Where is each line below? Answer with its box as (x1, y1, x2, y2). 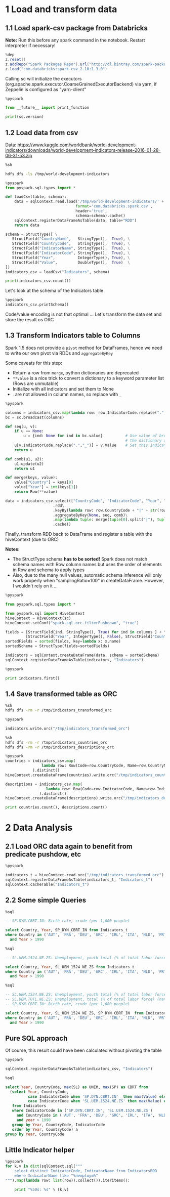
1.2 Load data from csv (5, 128, 78, 137)
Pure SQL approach (5, 1034, 68, 1043)
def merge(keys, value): (5, 475, 58, 480)
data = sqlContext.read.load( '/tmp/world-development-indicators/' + (14, 199, 164, 204)
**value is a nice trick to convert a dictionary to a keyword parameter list (12, 375, 164, 381)
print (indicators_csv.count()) (5, 278, 71, 284)
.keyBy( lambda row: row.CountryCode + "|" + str (53, 507, 157, 513)
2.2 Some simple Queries (5, 896, 87, 905)
